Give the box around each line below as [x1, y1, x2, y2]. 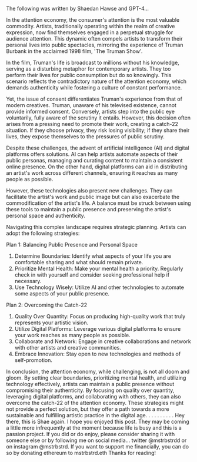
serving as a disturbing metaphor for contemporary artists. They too [6, 65, 171, 72]
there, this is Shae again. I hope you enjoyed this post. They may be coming [6, 418, 189, 425]
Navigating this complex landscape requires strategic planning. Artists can [6, 224, 186, 230]
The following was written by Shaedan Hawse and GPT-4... [6, 5, 149, 12]
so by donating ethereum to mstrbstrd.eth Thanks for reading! [6, 450, 156, 456]
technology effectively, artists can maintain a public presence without [6, 381, 175, 387]
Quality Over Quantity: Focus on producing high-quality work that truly [14, 313, 186, 320]
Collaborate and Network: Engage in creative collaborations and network [14, 338, 191, 345]
